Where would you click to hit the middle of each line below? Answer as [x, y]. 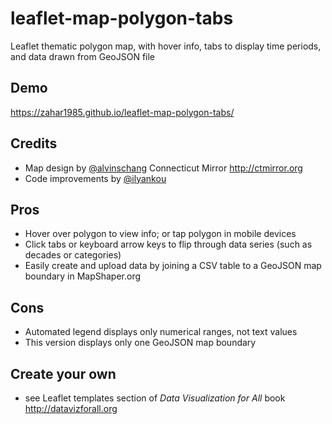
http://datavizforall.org [71, 408]
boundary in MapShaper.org [83, 276]
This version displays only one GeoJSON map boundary [140, 343]
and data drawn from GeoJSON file [82, 56]
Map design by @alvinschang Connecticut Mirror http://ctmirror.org [163, 168]
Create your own [63, 373]
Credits [34, 143]
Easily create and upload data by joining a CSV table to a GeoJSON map [173, 266]
